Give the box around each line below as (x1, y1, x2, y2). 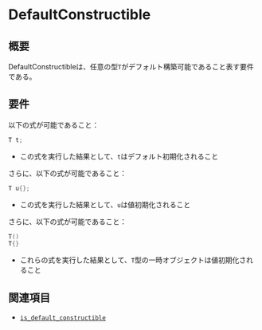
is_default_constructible (19, 314, 106, 322)
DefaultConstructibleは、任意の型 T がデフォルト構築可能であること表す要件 (8, 62, 255, 71)
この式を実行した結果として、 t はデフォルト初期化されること (19, 151, 219, 161)
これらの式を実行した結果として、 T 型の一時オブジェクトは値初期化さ (19, 255, 247, 265)
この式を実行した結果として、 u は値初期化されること (19, 199, 191, 209)
